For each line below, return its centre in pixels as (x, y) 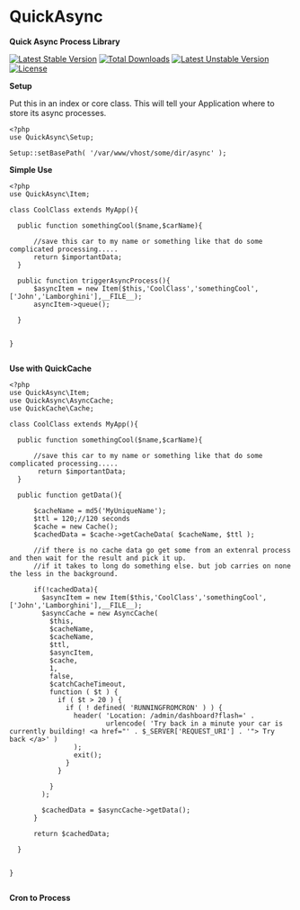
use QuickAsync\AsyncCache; (62, 401)
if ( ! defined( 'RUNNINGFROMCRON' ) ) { (144, 707)
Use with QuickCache (51, 368)
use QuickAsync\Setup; (52, 137)
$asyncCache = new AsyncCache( (100, 613)
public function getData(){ (70, 495)
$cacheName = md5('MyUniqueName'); (100, 510)
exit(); (88, 755)
